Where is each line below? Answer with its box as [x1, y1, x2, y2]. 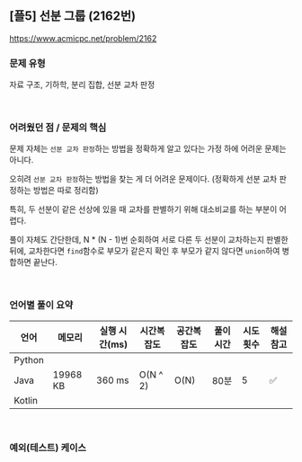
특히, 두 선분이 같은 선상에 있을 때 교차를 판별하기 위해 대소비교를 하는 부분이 [9, 204, 278, 215]
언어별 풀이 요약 [9, 299, 74, 312]
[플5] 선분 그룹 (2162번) [9, 8, 137, 24]
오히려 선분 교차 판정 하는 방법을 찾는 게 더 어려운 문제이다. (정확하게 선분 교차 [9, 173, 278, 184]
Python [13, 353, 45, 366]
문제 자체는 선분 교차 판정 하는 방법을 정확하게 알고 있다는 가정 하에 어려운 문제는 [9, 143, 287, 155]
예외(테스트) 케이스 [9, 441, 87, 454]
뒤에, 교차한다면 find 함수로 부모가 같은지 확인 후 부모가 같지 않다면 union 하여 [9, 245, 280, 256]
